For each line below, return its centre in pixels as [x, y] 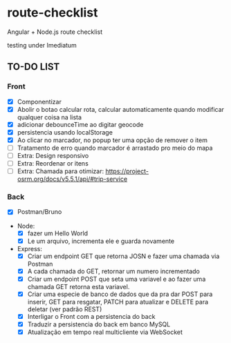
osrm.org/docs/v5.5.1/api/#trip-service [72, 179]
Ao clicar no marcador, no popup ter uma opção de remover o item [112, 140]
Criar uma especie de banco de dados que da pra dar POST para [120, 294]
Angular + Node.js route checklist [55, 32]
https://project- [127, 171]
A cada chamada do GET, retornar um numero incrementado [114, 271]
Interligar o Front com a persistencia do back [91, 316]
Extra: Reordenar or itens [53, 164]
